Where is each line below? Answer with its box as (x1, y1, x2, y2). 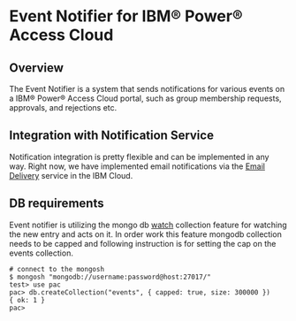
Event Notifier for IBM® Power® (9, 6, 243, 27)
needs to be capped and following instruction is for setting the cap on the (9, 238, 277, 248)
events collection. (9, 248, 73, 258)
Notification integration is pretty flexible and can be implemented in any (9, 151, 269, 162)
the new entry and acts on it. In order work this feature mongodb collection (9, 228, 283, 240)
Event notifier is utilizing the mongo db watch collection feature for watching (9, 219, 287, 230)
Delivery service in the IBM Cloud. (9, 170, 133, 180)
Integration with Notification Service (9, 128, 215, 143)
